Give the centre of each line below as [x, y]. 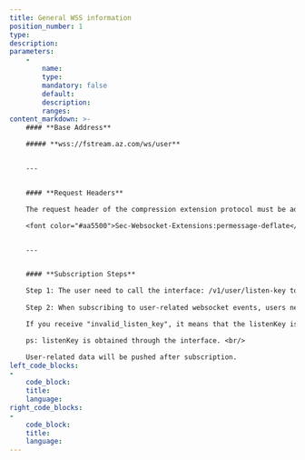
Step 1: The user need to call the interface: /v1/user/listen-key [156, 291]
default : [59, 94]
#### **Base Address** [69, 128]
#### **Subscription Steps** [81, 275]
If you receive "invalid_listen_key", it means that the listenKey [156, 324]
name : [53, 69]
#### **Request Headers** [75, 193]
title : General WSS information [70, 18]
